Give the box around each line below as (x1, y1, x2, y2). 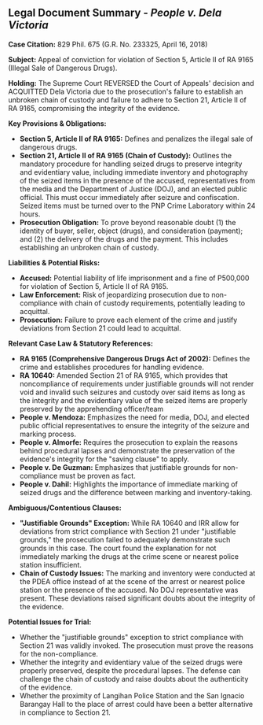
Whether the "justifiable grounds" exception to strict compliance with (19, 632, 243, 642)
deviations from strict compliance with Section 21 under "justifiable (19, 527, 236, 536)
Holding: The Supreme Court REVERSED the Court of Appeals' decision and (8, 78, 254, 87)
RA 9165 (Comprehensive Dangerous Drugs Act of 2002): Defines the (19, 353, 250, 363)
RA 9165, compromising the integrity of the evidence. (8, 103, 181, 113)
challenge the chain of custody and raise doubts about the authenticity (19, 674, 249, 683)
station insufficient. (19, 560, 82, 569)
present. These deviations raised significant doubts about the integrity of (19, 594, 256, 603)
